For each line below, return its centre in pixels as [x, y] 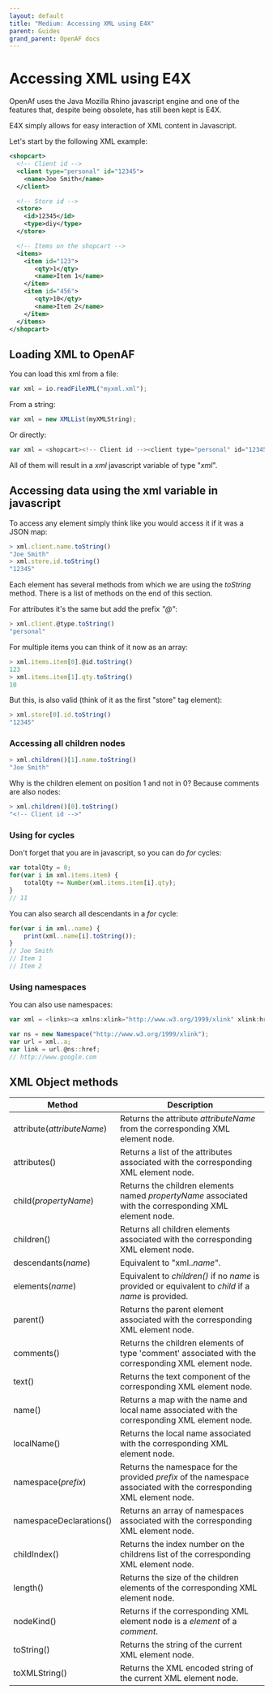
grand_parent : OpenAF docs [55, 39]
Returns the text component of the [185, 1376]
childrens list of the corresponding [185, 1554]
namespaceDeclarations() [63, 1521]
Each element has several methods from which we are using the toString [130, 585]
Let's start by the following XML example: [79, 141]
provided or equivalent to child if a [185, 1286]
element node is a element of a [178, 1622]
